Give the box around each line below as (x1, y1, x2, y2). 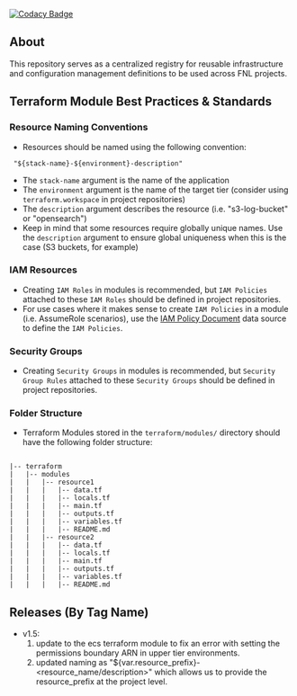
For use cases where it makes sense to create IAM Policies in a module (22, 303, 289, 314)
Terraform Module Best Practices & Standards (9, 94, 273, 110)
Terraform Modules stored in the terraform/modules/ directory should (22, 427, 281, 438)
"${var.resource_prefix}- (109, 657, 201, 668)
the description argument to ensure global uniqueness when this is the (22, 232, 287, 243)
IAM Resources (9, 263, 78, 276)
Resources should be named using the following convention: (22, 141, 247, 152)
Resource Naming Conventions (9, 121, 148, 134)
